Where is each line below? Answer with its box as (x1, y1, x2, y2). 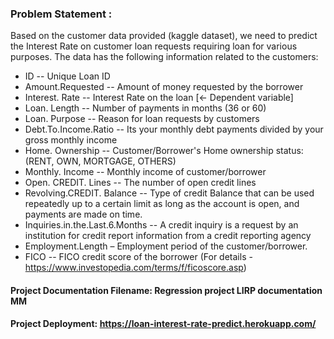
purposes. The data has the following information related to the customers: (10, 51, 319, 63)
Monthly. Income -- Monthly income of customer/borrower (24, 166, 267, 178)
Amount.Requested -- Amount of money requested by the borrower (24, 81, 304, 93)
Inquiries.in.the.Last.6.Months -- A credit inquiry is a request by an (24, 219, 299, 231)
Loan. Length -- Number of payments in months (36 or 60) (24, 102, 267, 114)
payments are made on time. (24, 208, 143, 221)
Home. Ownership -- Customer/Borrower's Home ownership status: (24, 145, 304, 157)
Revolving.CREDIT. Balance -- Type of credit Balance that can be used (24, 187, 315, 199)
